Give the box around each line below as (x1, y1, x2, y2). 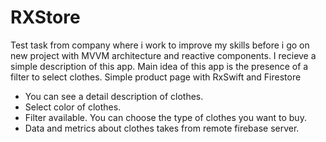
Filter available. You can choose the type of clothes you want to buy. (24, 111, 307, 123)
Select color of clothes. (24, 101, 122, 113)
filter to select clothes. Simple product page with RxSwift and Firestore (10, 71, 302, 83)
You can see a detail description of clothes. (24, 90, 204, 102)
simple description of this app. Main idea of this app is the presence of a (10, 60, 309, 72)
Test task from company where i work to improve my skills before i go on (10, 39, 310, 51)
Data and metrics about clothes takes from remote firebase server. (24, 122, 300, 134)
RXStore (10, 6, 81, 29)
